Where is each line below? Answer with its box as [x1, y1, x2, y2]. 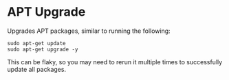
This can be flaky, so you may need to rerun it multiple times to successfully [7, 57, 223, 66]
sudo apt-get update [7, 40, 67, 46]
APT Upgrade [7, 4, 86, 20]
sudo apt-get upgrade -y [7, 46, 78, 53]
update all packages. [7, 65, 67, 73]
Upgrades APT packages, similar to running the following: [7, 27, 171, 35]
